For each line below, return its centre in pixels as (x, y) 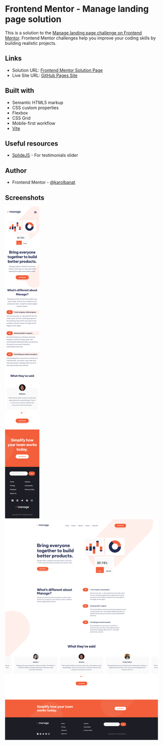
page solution (33, 19)
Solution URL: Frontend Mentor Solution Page (57, 70)
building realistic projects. (31, 43)
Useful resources (32, 143)
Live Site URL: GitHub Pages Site (45, 75)
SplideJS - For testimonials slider (45, 155)
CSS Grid (21, 118)
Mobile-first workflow (34, 123)
